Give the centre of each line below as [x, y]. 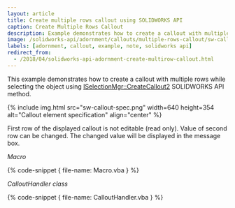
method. [19, 94]
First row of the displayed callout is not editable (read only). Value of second [117, 128]
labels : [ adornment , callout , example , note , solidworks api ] [100, 46]
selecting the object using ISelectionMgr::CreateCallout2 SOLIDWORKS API [116, 86]
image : [17, 40]
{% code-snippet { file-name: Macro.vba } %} [73, 170]
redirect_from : [29, 53]
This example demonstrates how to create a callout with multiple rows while [116, 79]
